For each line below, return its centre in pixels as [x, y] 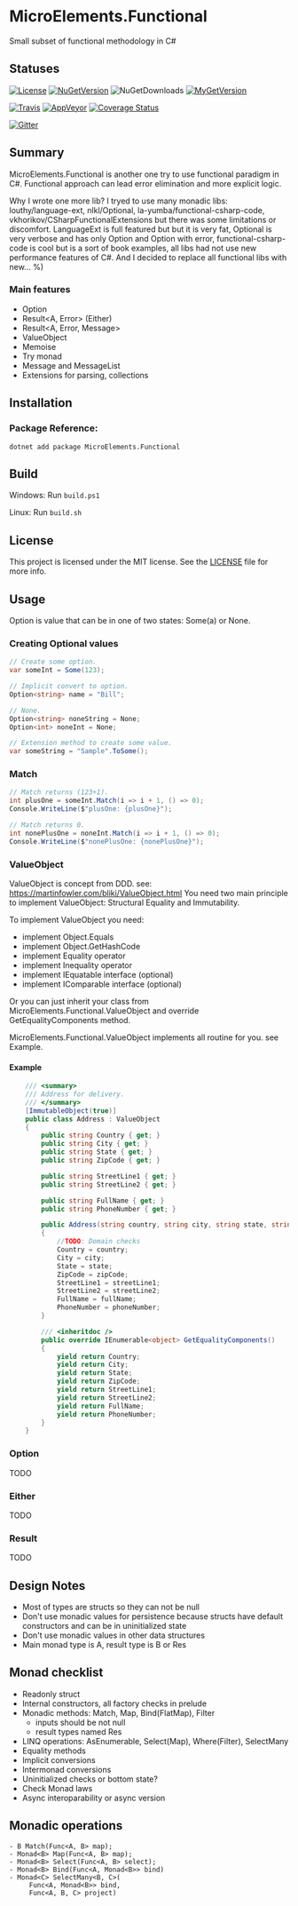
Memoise [39, 346]
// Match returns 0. [47, 825]
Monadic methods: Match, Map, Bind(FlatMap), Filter [118, 1712]
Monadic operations [66, 1826]
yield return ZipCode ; [98, 1382]
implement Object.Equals [68, 937]
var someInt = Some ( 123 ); [57, 671]
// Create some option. [53, 662]
